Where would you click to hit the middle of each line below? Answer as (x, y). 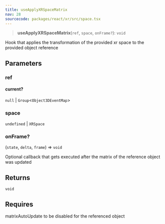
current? (14, 89)
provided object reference (32, 48)
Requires (19, 204)
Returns (18, 178)
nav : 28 (13, 14)
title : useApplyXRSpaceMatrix (36, 10)
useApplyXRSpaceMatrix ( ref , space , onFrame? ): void (71, 33)
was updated (19, 162)
